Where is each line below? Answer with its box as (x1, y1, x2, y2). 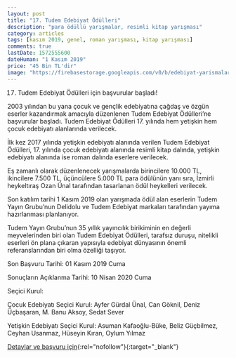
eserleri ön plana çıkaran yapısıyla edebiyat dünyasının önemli (7, 238, 187, 246)
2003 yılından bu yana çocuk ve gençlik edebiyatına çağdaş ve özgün (7, 102, 209, 110)
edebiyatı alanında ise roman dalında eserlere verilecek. (7, 152, 169, 161)
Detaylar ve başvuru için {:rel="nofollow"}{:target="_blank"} (7, 342, 179, 351)
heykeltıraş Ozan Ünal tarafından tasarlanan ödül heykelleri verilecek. (7, 181, 208, 190)
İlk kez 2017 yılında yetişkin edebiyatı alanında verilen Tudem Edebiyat (7, 138, 210, 146)
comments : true (7, 43, 52, 50)
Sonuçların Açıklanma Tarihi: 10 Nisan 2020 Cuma (7, 273, 152, 281)
